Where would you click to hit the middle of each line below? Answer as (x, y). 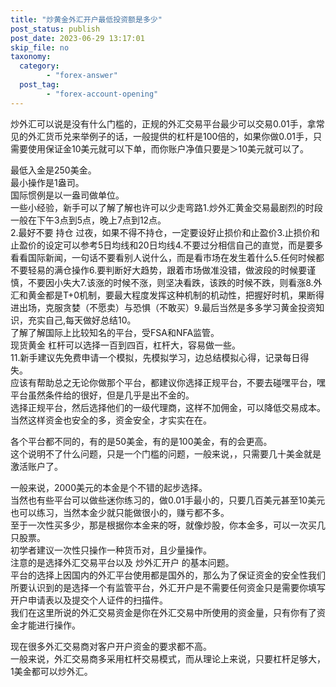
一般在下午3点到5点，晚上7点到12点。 (88, 220)
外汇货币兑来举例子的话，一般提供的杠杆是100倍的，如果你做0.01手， (170, 136)
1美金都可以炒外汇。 (51, 671)
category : (39, 66)
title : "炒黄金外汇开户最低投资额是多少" (86, 19)
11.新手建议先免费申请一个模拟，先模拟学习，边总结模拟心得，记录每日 (155, 357)
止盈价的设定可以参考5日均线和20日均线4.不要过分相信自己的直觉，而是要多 (167, 245)
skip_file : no (40, 47)
